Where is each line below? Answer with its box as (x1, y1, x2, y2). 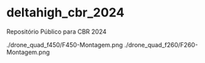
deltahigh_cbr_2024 (6, 5, 125, 21)
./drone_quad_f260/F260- (124, 40, 198, 49)
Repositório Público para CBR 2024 (6, 27, 107, 36)
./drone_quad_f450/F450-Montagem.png (6, 40, 123, 49)
